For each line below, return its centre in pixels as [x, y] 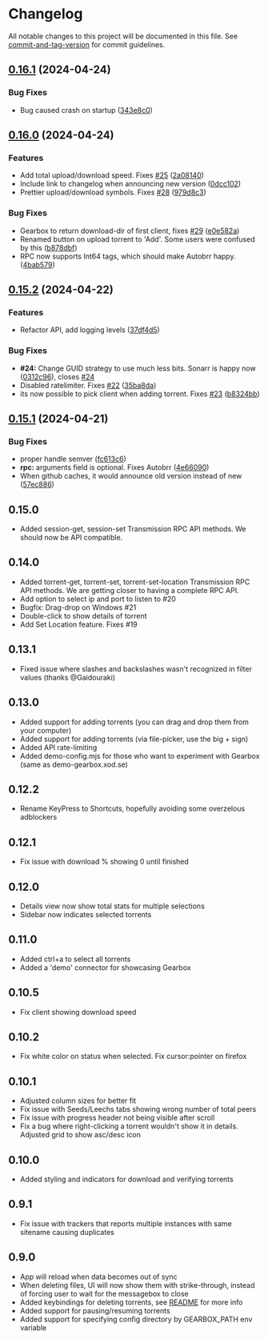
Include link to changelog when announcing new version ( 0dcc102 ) [130, 184]
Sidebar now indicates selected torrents [86, 914]
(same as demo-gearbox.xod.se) [74, 764]
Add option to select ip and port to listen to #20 [98, 599]
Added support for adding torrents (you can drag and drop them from [134, 722]
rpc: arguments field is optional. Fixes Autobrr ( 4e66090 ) [114, 467]
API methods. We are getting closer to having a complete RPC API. [129, 590]
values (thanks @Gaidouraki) [68, 677]
